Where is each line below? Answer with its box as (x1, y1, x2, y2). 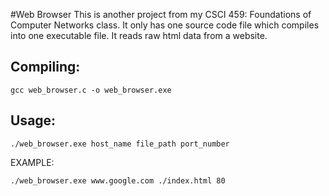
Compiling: (10, 59, 81, 76)
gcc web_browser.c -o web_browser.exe (10, 85, 172, 95)
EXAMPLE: (10, 156, 55, 168)
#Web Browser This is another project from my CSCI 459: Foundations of (10, 9, 312, 20)
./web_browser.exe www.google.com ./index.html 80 (10, 175, 226, 186)
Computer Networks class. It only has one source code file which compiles (10, 19, 320, 31)
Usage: (10, 112, 57, 129)
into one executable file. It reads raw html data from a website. (10, 30, 268, 41)
